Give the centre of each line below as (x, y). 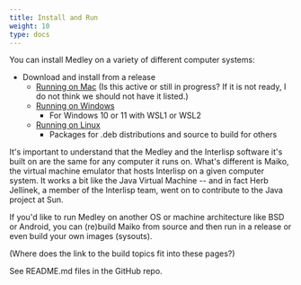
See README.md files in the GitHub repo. (86, 272)
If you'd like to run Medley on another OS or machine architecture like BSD (147, 218)
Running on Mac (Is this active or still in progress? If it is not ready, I (161, 87)
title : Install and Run (54, 18)
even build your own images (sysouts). (81, 236)
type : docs (30, 34)
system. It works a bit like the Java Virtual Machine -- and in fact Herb (139, 181)
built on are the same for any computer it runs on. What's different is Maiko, (149, 162)
